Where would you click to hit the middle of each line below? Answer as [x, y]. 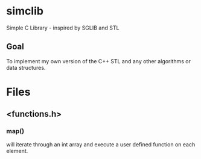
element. [17, 151]
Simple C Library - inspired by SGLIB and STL [63, 28]
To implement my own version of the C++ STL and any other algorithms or [99, 61]
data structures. [26, 67]
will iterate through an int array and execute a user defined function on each [101, 144]
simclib [25, 11]
